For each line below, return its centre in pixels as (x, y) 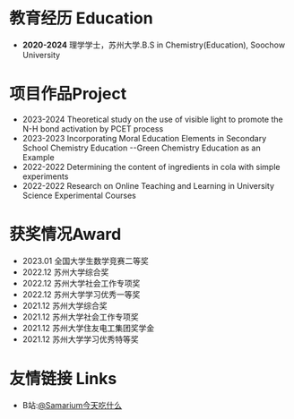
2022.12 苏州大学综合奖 (65, 272)
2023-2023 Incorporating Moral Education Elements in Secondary (144, 138)
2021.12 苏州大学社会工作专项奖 (80, 316)
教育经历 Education (82, 18)
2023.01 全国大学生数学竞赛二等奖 (86, 261)
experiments (45, 176)
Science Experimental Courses (79, 195)
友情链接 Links (63, 379)
